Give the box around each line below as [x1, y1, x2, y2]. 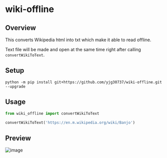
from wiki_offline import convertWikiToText [5, 111, 99, 116]
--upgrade [5, 84, 26, 89]
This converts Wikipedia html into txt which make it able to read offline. [5, 37, 151, 43]
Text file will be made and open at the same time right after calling [5, 47, 141, 52]
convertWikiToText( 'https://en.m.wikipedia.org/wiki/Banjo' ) [5, 120, 135, 125]
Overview [5, 24, 36, 32]
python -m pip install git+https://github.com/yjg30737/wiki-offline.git [5, 79, 162, 85]
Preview [5, 134, 31, 142]
